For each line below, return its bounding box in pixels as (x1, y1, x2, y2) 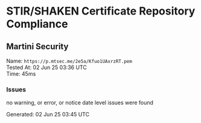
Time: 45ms (6, 70, 36, 77)
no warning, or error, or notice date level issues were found (6, 99, 154, 107)
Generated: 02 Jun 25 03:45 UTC (6, 111, 89, 118)
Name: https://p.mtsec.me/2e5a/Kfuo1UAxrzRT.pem (6, 58, 133, 64)
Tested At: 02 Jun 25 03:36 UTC (6, 64, 88, 71)
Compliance (6, 17, 68, 31)
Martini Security (6, 41, 69, 52)
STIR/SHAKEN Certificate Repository (6, 4, 196, 18)
